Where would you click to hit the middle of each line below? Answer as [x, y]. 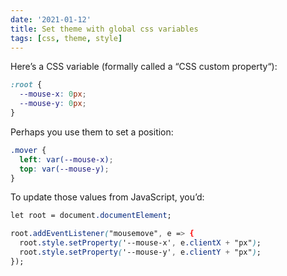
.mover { [28, 150]
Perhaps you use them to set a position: [92, 132]
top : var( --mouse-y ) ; [64, 169]
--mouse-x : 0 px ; [53, 94]
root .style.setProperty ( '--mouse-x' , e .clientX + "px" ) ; [140, 243]
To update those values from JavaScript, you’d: [107, 197]
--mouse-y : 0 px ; [53, 104]
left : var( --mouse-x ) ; [66, 159]
